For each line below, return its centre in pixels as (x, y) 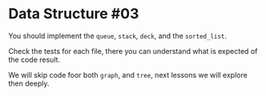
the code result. (34, 60)
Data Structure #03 (74, 14)
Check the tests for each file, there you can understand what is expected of (133, 51)
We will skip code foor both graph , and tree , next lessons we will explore (128, 75)
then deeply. (29, 83)
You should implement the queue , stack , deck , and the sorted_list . (117, 36)
